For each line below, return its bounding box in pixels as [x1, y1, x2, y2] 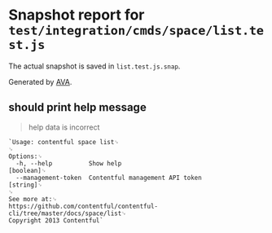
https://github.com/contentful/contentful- [8, 202, 159, 210]
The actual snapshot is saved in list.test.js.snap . [8, 61, 181, 71]
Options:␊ [8, 152, 43, 160]
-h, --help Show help [15, 159, 122, 168]
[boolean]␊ [8, 166, 46, 174]
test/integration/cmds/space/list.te [8, 23, 265, 38]
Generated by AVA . [8, 77, 72, 86]
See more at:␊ [8, 195, 58, 203]
